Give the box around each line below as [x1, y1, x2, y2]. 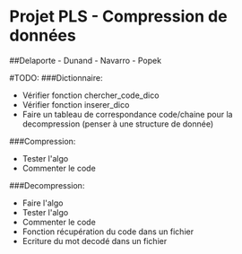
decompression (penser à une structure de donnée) [22, 118, 214, 129]
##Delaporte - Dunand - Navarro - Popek [9, 55, 162, 66]
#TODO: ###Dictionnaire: [9, 72, 103, 83]
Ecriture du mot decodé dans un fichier [22, 235, 168, 246]
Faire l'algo [22, 197, 64, 208]
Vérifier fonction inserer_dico [22, 99, 130, 109]
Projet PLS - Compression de [9, 6, 228, 27]
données [9, 25, 76, 46]
